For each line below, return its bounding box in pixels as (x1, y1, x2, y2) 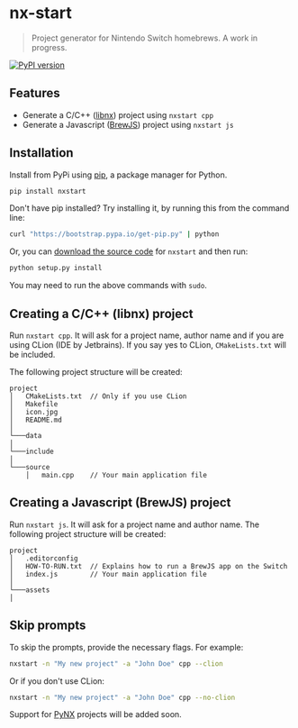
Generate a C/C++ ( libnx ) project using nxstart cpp (22, 109, 214, 120)
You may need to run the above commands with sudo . (9, 280, 207, 291)
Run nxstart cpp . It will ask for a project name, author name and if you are (9, 330, 284, 341)
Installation (9, 145, 74, 160)
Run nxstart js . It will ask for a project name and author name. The (9, 519, 259, 530)
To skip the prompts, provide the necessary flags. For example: (9, 642, 244, 652)
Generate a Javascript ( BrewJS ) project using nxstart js (22, 119, 234, 130)
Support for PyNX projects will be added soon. (9, 709, 182, 720)
